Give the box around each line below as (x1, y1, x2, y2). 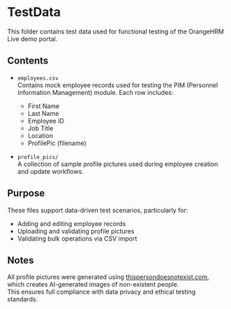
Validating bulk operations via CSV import (17, 234, 137, 243)
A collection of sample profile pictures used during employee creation (17, 160, 218, 168)
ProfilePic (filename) (27, 139, 87, 147)
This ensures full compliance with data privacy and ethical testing (7, 287, 196, 296)
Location (27, 131, 54, 140)
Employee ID (27, 116, 65, 125)
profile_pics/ (17, 153, 59, 160)
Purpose (7, 188, 45, 199)
